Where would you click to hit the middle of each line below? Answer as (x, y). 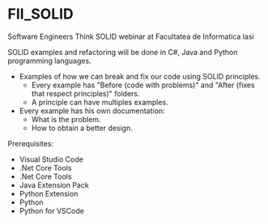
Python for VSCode (51, 210)
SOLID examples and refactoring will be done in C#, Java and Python (123, 52)
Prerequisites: (31, 143)
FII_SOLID (40, 14)
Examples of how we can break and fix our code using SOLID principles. (140, 76)
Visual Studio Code (51, 159)
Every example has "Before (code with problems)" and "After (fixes (143, 85)
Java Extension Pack (54, 185)
